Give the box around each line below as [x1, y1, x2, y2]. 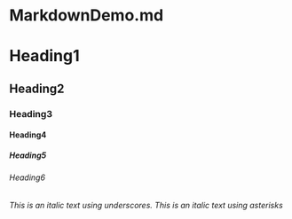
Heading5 [9, 150, 47, 160]
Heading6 [9, 172, 46, 183]
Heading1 [9, 46, 80, 66]
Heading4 [9, 129, 47, 140]
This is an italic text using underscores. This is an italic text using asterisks [9, 199, 284, 210]
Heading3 [9, 107, 53, 120]
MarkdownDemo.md [9, 5, 164, 26]
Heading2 [9, 81, 65, 96]
